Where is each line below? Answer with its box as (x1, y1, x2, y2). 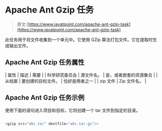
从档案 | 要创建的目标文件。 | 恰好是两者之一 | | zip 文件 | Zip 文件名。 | (5, 78, 146, 84)
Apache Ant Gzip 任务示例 (5, 94, 85, 102)
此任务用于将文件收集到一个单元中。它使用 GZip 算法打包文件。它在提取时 (5, 37, 153, 43)
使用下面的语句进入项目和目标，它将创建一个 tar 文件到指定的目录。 (5, 107, 141, 113)
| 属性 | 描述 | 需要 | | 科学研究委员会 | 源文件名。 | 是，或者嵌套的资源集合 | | (5, 72, 158, 78)
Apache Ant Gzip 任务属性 (5, 58, 85, 67)
